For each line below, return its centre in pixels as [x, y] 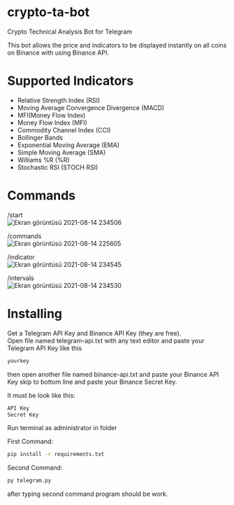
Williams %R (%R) [43, 160]
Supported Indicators [71, 81]
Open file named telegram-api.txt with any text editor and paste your [106, 340]
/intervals [21, 278]
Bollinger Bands [40, 137]
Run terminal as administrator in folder [62, 428]
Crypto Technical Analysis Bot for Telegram [70, 32]
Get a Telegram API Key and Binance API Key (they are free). [94, 333]
